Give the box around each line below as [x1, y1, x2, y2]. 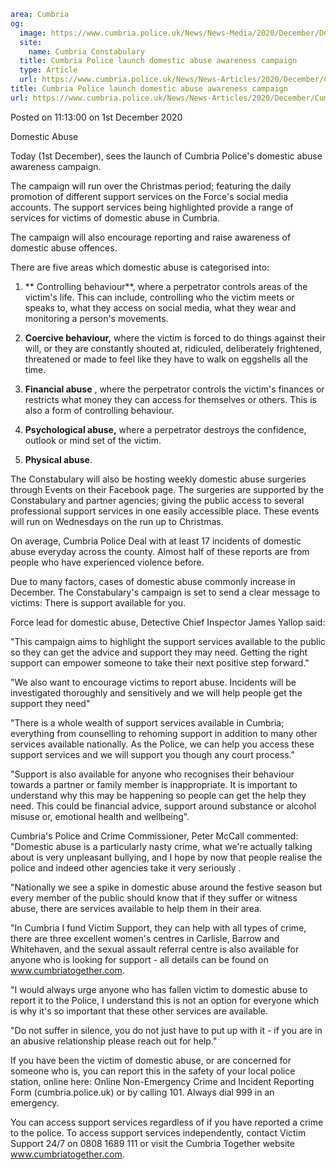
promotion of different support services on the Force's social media [10, 190, 289, 202]
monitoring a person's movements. [24, 312, 169, 324]
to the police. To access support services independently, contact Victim [10, 1126, 307, 1139]
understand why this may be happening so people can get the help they [10, 789, 307, 801]
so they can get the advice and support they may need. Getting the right [10, 646, 308, 658]
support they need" [10, 697, 91, 709]
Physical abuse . [24, 453, 93, 465]
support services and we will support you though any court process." [10, 748, 296, 760]
